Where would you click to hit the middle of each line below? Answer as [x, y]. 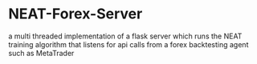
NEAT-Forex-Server [75, 14]
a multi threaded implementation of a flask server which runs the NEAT [125, 36]
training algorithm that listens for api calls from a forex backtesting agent [128, 44]
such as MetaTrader [41, 53]
